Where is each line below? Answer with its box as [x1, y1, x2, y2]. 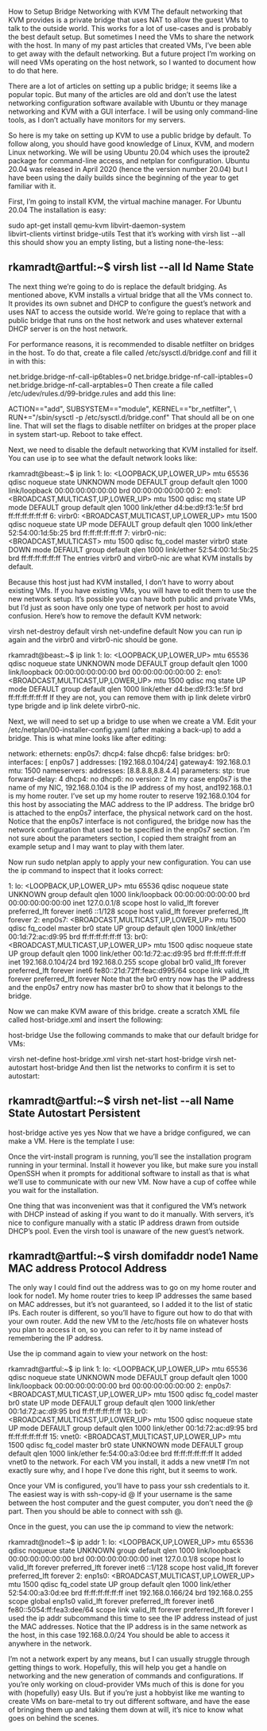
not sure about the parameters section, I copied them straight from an [8, 833, 237, 843]
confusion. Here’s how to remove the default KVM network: [8, 610, 203, 620]
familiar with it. [8, 181, 56, 190]
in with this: [8, 356, 46, 365]
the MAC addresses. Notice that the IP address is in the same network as [8, 1622, 248, 1632]
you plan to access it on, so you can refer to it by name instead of [8, 1325, 222, 1335]
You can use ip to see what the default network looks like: [8, 453, 197, 462]
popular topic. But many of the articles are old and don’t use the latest [8, 90, 237, 99]
